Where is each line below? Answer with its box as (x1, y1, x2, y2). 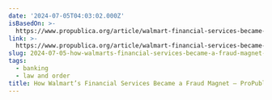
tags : (8, 57, 27, 65)
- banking (15, 65, 49, 73)
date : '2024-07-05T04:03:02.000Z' (8, 11, 125, 20)
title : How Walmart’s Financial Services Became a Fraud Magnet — (8, 79, 237, 87)
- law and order (15, 72, 70, 80)
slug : (8, 49, 27, 57)
